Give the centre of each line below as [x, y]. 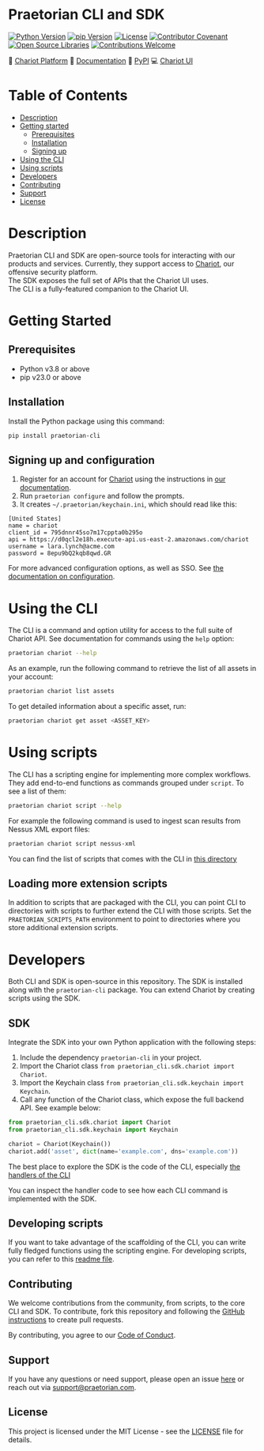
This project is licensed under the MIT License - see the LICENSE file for [126, 1431]
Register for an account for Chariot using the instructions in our [123, 479]
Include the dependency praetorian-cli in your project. [110, 1057]
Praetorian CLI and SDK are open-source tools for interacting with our [122, 255]
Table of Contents [68, 96]
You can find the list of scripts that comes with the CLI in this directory [123, 858]
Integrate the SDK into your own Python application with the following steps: [132, 1042]
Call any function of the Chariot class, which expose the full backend [132, 1099]
